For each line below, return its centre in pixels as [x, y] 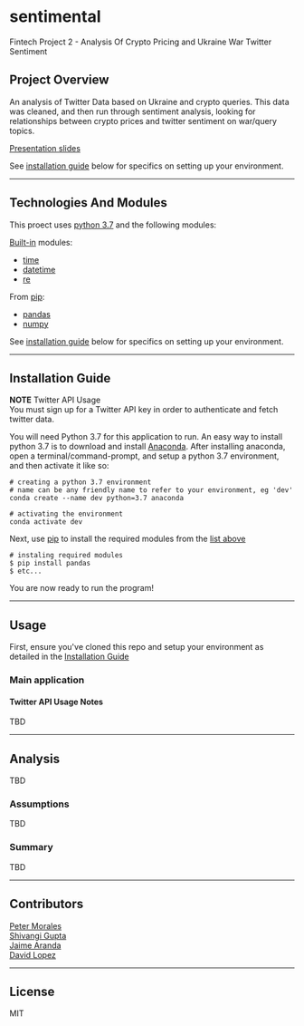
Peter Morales [35, 925]
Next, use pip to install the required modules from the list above [128, 539]
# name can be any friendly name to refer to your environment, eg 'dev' [152, 490]
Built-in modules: [41, 242]
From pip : [27, 296]
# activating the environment [66, 514]
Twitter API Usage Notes [57, 702]
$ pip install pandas [50, 564]
